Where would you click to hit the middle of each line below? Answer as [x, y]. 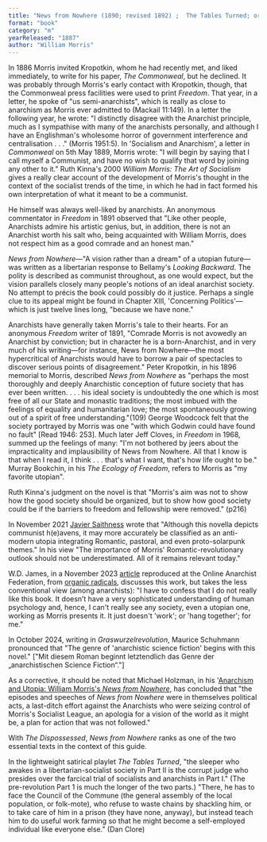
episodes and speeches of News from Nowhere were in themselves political [133, 697]
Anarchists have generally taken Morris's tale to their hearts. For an [118, 325]
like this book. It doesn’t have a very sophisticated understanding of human [132, 599]
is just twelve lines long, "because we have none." [112, 310]
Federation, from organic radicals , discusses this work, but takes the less [128, 582]
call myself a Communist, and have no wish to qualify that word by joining [129, 160]
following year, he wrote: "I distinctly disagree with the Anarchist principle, [130, 118]
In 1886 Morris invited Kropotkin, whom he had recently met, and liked [123, 68]
